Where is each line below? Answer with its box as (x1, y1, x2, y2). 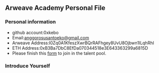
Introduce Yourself (5, 62, 50, 69)
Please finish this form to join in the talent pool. (12, 50, 106, 56)
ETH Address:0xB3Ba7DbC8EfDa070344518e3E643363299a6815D (12, 45, 148, 51)
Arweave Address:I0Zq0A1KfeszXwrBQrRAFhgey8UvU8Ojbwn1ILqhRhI (12, 40, 154, 46)
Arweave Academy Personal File (5, 4, 106, 12)
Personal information (5, 18, 56, 25)
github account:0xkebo (12, 29, 59, 36)
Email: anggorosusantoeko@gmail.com (12, 35, 89, 40)
